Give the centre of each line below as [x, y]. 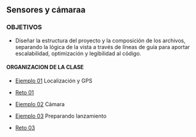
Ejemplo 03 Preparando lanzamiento [61, 116]
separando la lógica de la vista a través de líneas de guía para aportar [103, 47]
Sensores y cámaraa [46, 10]
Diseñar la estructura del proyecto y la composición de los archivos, [100, 40]
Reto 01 [25, 92]
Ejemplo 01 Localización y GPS [54, 81]
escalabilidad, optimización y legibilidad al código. [78, 53]
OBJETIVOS [24, 27]
